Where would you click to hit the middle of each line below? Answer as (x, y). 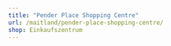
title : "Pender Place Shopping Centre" (74, 15)
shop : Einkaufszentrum (45, 30)
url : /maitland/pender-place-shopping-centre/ (86, 23)
